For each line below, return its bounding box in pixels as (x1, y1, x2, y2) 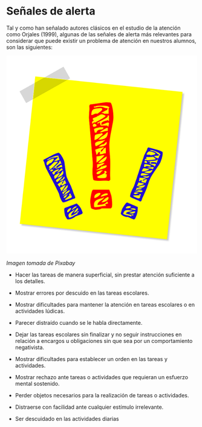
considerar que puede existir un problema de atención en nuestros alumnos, (6, 37, 197, 44)
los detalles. (15, 277, 45, 285)
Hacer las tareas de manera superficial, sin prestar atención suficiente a (15, 271, 195, 278)
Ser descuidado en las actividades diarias (15, 415, 119, 422)
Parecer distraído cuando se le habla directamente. (15, 319, 143, 326)
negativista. (15, 344, 44, 351)
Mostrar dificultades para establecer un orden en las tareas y (15, 355, 168, 362)
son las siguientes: (6, 44, 53, 51)
